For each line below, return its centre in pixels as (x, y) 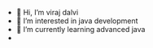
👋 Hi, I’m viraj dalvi (47, 12)
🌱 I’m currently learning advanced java (81, 29)
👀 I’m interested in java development (77, 21)
